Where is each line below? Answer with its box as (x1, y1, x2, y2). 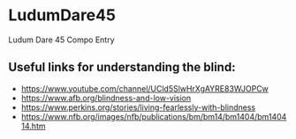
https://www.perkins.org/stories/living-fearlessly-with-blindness (20, 102, 256, 113)
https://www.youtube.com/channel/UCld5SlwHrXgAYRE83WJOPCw (20, 83, 269, 93)
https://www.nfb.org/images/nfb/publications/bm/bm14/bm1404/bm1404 (20, 111, 287, 121)
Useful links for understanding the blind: (8, 60, 236, 75)
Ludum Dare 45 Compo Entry (8, 34, 116, 45)
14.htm (20, 121, 46, 131)
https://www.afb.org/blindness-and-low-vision (20, 92, 192, 103)
